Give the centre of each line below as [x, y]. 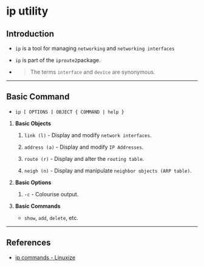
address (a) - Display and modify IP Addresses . [84, 147]
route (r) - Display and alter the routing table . [84, 158]
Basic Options [33, 182]
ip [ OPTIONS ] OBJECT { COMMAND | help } [70, 112]
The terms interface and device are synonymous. [93, 72]
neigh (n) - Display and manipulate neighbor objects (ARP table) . [108, 170]
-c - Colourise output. [51, 194]
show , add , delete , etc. [51, 218]
